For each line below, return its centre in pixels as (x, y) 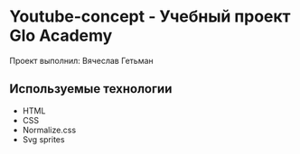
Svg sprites (43, 139)
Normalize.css (49, 130)
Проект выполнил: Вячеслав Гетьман (81, 60)
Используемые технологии (91, 89)
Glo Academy (61, 36)
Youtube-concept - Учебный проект (150, 17)
